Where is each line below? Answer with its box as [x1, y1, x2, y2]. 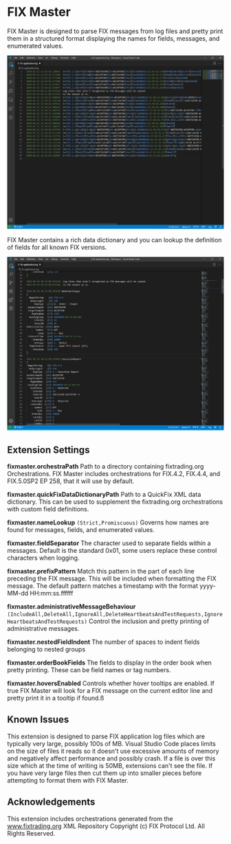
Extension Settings [7, 444, 90, 455]
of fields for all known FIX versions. [7, 243, 107, 252]
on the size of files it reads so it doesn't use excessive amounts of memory [7, 747, 219, 755]
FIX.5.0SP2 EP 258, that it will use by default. [7, 477, 135, 485]
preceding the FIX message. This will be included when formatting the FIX [7, 574, 217, 582]
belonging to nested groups [7, 645, 86, 653]
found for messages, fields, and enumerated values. [7, 525, 155, 533]
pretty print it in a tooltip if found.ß [7, 694, 104, 702]
